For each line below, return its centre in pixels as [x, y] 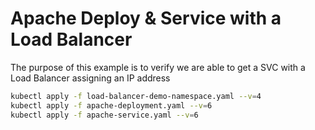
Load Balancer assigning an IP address [90, 78]
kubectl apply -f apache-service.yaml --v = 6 [104, 115]
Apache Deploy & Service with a [146, 18]
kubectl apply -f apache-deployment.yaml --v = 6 [111, 105]
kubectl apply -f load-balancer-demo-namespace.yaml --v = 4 [136, 96]
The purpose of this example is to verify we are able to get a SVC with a [158, 67]
